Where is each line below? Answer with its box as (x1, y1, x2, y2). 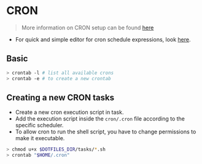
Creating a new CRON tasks (6, 92, 115, 103)
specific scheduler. (15, 122, 64, 129)
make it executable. (15, 135, 65, 142)
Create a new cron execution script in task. (15, 108, 124, 116)
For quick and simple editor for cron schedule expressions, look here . (15, 35, 192, 43)
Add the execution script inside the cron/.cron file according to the (15, 115, 185, 122)
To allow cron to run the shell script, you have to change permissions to (15, 128, 196, 135)
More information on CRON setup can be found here (21, 24, 154, 31)
